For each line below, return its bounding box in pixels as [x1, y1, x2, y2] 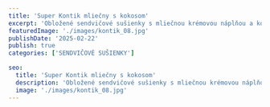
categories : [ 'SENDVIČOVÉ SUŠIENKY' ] [8, 49, 135, 57]
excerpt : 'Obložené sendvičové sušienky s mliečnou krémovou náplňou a [8, 19, 253, 27]
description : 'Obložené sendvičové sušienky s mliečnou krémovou [15, 78, 239, 87]
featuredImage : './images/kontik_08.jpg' [8, 27, 149, 35]
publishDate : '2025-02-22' [8, 34, 99, 43]
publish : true [8, 42, 56, 50]
